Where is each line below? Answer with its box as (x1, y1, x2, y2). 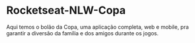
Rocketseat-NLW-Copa (6, 4, 126, 17)
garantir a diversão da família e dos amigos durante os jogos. (6, 29, 159, 36)
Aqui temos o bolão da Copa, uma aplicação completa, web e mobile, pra (6, 23, 189, 30)
